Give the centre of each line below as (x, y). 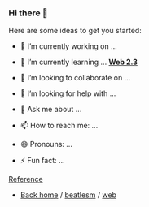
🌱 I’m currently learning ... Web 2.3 (79, 62)
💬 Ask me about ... (51, 110)
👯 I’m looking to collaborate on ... (75, 78)
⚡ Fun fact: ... (42, 161)
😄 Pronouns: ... (46, 144)
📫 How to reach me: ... (59, 126)
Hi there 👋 (28, 13)
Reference (26, 179)
